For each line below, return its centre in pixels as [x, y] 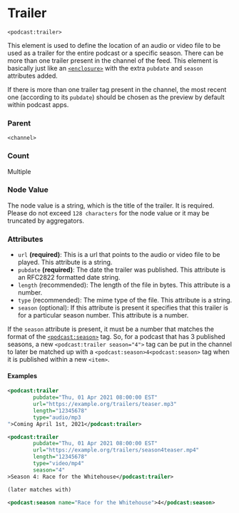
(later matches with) [40, 489]
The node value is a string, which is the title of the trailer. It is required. [111, 205]
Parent [19, 123]
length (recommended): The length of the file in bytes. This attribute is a [124, 285]
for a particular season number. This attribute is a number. [103, 315]
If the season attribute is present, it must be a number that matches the [111, 329]
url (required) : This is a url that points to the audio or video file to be [119, 255]
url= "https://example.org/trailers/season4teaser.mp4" [116, 450]
